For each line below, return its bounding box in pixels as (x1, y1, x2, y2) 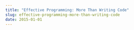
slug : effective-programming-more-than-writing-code (5, 12, 120, 17)
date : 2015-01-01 (5, 17, 42, 22)
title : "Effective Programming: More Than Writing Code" (5, 7, 129, 13)
